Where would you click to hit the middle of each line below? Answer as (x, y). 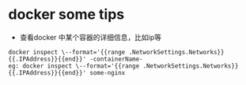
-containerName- (117, 59)
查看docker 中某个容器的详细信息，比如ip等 (91, 37)
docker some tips (66, 15)
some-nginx (108, 72)
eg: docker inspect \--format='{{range (74, 66)
